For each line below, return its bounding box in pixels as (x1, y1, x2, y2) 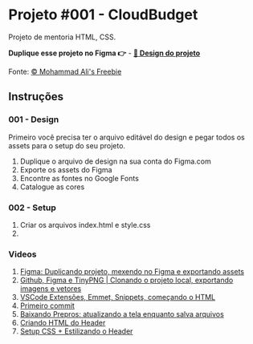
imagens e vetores (19, 284, 82, 293)
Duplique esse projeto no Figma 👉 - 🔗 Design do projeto (8, 48, 201, 58)
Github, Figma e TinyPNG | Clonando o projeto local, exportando (19, 275, 234, 285)
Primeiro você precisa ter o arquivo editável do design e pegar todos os (8, 132, 245, 142)
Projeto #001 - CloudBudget (8, 6, 198, 24)
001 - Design (8, 114, 59, 125)
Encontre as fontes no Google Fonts (19, 173, 139, 183)
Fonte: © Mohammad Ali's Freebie (8, 67, 122, 76)
